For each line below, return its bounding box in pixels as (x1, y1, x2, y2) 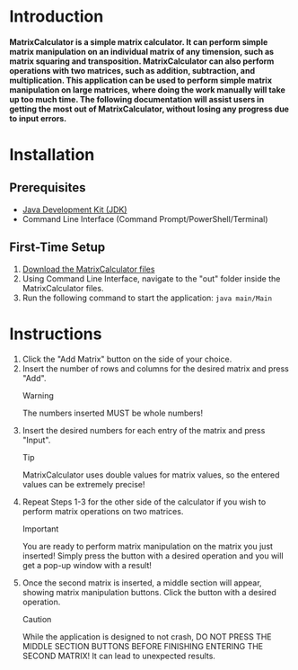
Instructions (9, 324, 102, 344)
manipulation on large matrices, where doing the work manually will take (9, 84, 285, 95)
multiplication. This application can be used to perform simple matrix (9, 75, 272, 85)
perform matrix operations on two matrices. (22, 505, 184, 516)
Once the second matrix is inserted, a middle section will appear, (22, 577, 262, 588)
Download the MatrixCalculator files (22, 264, 155, 274)
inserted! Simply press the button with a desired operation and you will (22, 550, 285, 561)
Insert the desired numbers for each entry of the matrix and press (22, 424, 266, 435)
